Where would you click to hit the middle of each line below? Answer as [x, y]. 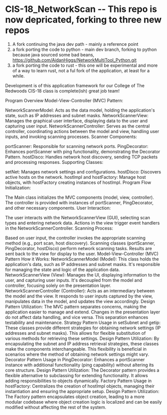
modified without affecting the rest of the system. [56, 407]
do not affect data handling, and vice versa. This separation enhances [77, 317]
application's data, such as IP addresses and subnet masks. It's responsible [83, 264]
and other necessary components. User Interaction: [58, 208]
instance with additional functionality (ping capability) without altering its [80, 365]
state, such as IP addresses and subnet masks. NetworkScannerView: [77, 115]
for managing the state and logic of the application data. [63, 270]
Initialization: [18, 187]
